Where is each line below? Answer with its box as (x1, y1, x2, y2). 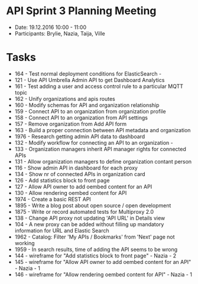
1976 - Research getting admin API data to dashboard (14, 133, 145, 140)
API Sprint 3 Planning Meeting (6, 4, 157, 18)
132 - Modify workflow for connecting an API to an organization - (14, 139, 173, 146)
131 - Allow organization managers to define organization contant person (14, 158, 192, 165)
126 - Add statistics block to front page (14, 177, 110, 184)
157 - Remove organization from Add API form (14, 120, 127, 128)
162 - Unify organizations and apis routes (14, 95, 115, 102)
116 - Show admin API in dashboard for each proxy (14, 164, 138, 171)
